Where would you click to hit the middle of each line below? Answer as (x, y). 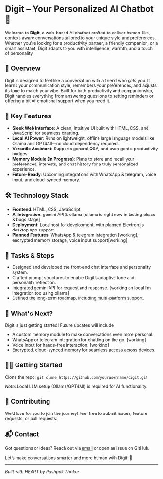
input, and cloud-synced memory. (46, 179)
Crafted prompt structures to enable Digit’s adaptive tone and (73, 278)
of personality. (19, 53)
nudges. (20, 153)
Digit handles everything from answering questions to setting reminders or (79, 96)
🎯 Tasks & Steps (30, 256)
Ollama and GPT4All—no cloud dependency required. (65, 143)
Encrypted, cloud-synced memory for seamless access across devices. (84, 350)
